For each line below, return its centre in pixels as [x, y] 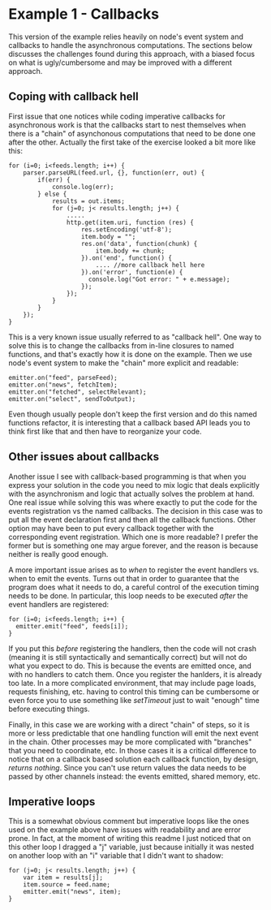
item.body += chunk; [130, 251]
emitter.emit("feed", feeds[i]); [72, 626]
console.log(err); [83, 187]
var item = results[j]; [63, 878]
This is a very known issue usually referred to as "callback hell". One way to [135, 337]
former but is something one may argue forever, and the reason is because [133, 546]
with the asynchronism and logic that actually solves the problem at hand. [131, 494]
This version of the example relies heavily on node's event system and [126, 37]
